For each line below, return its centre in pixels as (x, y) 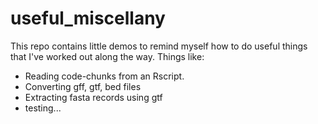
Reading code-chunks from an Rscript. (104, 76)
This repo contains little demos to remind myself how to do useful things (159, 46)
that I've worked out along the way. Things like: (107, 56)
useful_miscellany (88, 18)
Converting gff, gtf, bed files (83, 86)
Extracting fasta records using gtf (93, 97)
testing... (43, 108)
